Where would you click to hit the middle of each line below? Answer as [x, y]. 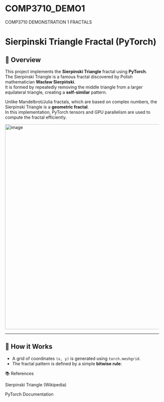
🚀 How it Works [29, 347]
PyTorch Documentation [29, 394]
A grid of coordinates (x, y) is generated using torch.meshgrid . [76, 358]
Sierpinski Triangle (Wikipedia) [36, 384]
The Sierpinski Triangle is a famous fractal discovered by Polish [69, 77]
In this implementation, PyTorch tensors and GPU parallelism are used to [78, 112]
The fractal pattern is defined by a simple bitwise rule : [67, 363]
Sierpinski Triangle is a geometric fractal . [47, 107]
